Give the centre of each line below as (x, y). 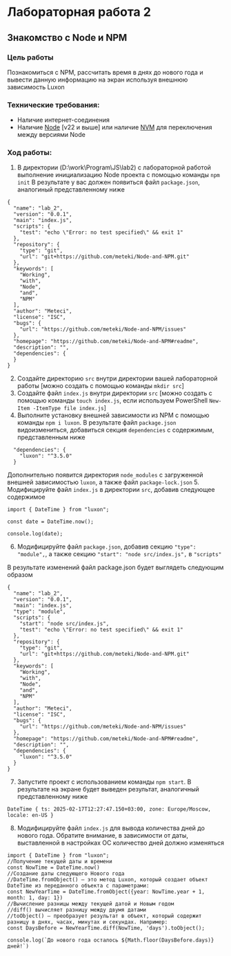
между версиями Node (51, 135)
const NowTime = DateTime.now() (53, 868)
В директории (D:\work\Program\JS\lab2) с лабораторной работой (114, 167)
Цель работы (30, 57)
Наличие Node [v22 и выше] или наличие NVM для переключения (114, 127)
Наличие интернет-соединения (63, 120)
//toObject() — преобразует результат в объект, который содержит (104, 916)
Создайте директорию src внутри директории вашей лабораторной (117, 378)
